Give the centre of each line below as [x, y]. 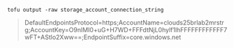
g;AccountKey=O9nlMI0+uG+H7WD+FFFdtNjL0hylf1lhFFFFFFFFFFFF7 [126, 30]
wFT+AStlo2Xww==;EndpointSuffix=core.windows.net [103, 37]
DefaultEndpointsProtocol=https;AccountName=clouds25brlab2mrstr [124, 23]
